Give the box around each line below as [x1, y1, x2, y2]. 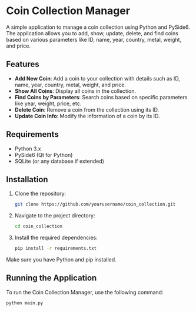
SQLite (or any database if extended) [14, 157, 105, 165]
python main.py [6, 300, 44, 306]
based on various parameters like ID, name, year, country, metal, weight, [6, 36, 181, 43]
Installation [6, 175, 48, 184]
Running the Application [6, 273, 97, 283]
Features [6, 59, 39, 69]
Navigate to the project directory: [14, 212, 95, 219]
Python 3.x [14, 145, 41, 152]
